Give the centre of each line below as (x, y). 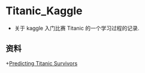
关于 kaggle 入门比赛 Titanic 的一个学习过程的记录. (77, 28)
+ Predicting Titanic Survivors (42, 63)
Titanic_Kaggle (44, 11)
